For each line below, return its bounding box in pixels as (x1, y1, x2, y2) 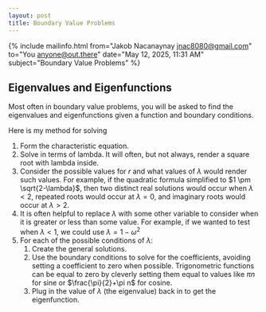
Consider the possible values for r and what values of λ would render (19, 166, 248, 176)
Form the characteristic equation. (19, 141, 130, 151)
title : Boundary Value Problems (8, 19, 115, 27)
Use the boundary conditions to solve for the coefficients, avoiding (31, 252, 251, 262)
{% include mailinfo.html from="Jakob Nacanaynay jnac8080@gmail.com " (8, 41, 252, 50)
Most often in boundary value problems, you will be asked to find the (8, 102, 233, 111)
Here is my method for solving (8, 126, 108, 135)
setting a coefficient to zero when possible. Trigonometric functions (31, 260, 255, 271)
